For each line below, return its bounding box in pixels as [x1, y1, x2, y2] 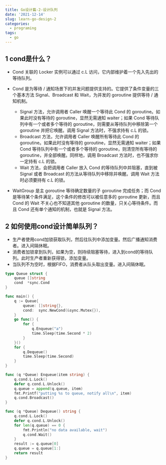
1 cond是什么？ [5, 55, 52, 63]
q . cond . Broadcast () [14, 395, 55, 400]
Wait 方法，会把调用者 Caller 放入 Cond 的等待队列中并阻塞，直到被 [19, 165, 158, 171]
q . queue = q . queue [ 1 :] [14, 446, 61, 451]
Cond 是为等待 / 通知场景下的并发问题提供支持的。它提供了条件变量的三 [12, 86, 160, 92]
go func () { [14, 317, 39, 322]
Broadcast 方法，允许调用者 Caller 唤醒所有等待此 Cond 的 [19, 133, 140, 139]
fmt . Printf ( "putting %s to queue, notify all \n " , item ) [14, 391, 132, 396]
